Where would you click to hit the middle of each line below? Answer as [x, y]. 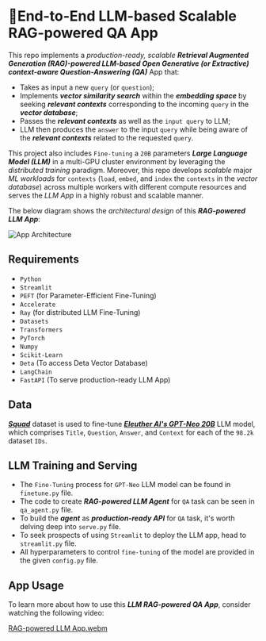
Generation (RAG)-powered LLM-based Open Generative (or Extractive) [129, 63]
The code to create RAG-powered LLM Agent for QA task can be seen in [137, 501]
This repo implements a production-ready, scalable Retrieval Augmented [129, 55]
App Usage [36, 585]
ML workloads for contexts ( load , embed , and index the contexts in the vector [133, 178]
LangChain [36, 372]
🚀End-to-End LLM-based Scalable [123, 16]
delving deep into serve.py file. [70, 527]
